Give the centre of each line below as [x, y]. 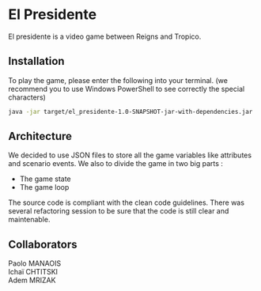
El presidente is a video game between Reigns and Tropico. [105, 36]
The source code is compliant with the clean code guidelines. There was [127, 202]
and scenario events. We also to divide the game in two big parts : [116, 164]
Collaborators [43, 244]
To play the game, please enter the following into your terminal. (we [118, 80]
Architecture [40, 136]
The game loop [44, 187]
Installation [36, 61]
